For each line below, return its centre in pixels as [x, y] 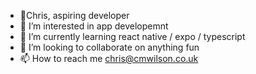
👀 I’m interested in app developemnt [94, 26]
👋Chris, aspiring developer [74, 15]
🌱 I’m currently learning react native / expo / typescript [132, 36]
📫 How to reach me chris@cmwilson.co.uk [109, 58]
